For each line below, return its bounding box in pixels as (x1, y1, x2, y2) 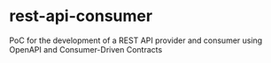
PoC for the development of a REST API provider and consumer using (9, 35, 263, 45)
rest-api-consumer (9, 6, 153, 26)
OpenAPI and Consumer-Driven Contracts (9, 44, 163, 54)
